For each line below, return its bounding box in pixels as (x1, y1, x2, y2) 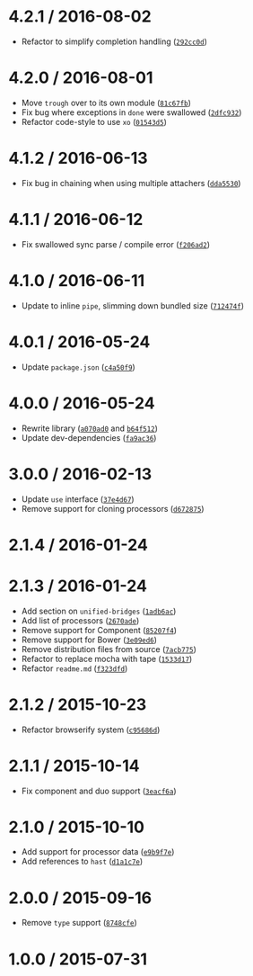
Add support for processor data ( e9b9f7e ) (21, 846, 175, 857)
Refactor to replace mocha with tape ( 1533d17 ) (21, 653, 193, 664)
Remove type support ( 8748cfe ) (21, 918, 137, 928)
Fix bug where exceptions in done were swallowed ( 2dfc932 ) (21, 106, 242, 118)
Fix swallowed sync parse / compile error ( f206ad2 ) (21, 238, 211, 249)
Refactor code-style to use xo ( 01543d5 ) (21, 116, 168, 127)
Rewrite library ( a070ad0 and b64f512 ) (21, 423, 159, 434)
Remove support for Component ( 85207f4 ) (21, 624, 177, 635)
